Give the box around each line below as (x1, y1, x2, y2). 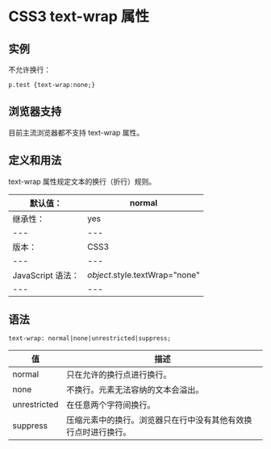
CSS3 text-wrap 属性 (8, 7, 150, 26)
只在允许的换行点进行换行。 (66, 369, 172, 380)
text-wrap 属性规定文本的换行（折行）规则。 (8, 177, 156, 186)
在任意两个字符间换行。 (66, 400, 156, 411)
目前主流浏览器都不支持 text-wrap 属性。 (8, 127, 144, 137)
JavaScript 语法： (12, 269, 80, 281)
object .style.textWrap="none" (87, 269, 200, 281)
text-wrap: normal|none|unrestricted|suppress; (8, 335, 172, 343)
